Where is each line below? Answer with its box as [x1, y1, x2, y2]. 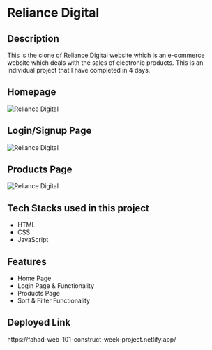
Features [7, 256, 47, 268]
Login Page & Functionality [17, 282, 95, 290]
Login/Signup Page [7, 125, 92, 137]
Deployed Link [7, 317, 71, 328]
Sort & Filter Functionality [17, 296, 91, 305]
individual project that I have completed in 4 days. [7, 66, 151, 74]
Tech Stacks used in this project [7, 202, 150, 214]
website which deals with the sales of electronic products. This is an [7, 59, 204, 67]
